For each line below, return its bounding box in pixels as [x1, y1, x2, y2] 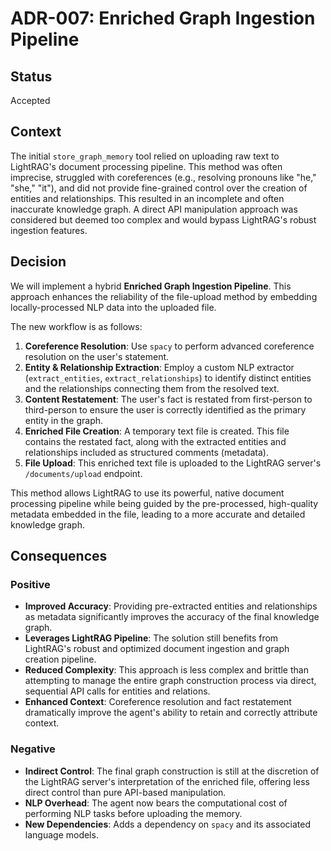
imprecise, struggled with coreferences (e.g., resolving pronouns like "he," [10, 171, 317, 183]
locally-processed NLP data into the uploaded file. [10, 301, 217, 313]
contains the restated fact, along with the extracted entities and [24, 435, 287, 447]
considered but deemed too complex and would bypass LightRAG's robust [10, 213, 317, 226]
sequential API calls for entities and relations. [24, 685, 211, 697]
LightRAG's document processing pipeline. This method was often [10, 160, 283, 172]
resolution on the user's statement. [24, 350, 170, 362]
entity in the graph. [24, 414, 104, 426]
